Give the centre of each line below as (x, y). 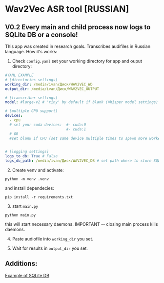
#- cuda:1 (76, 129)
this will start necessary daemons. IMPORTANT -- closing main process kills (82, 224)
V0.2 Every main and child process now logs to (78, 27)
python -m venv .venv (27, 179)
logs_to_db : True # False (31, 156)
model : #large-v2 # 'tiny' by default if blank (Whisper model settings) (82, 102)
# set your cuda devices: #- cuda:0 (48, 125)
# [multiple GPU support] (31, 111)
